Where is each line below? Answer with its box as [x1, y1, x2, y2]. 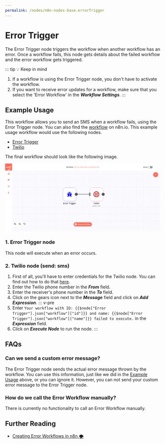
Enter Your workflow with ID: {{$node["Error [12, 305, 106, 310]
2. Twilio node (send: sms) [5, 262, 70, 269]
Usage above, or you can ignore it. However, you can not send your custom [5, 376, 159, 382]
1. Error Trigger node [5, 239, 55, 246]
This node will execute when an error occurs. [5, 250, 97, 256]
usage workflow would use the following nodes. [5, 130, 102, 136]
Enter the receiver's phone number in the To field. [12, 289, 114, 295]
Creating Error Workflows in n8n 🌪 [12, 433, 84, 439]
